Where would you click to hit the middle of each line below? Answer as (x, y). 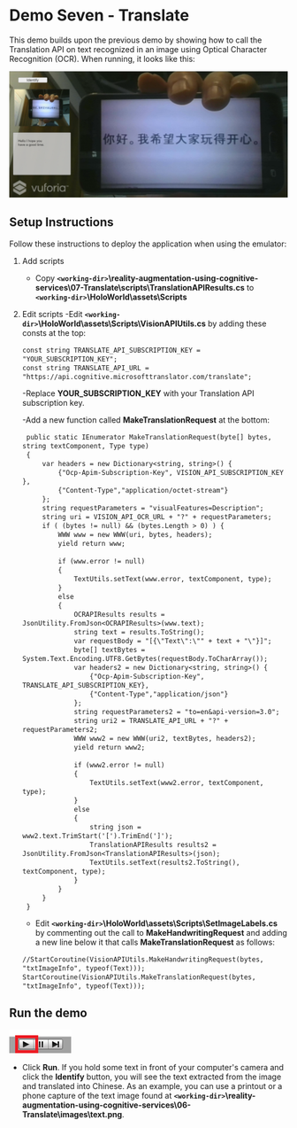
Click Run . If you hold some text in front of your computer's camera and (153, 1068)
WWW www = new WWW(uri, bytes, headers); (135, 534)
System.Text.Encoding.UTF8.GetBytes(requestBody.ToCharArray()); (145, 658)
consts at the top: (54, 332)
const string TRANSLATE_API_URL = (85, 368)
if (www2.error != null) (119, 765)
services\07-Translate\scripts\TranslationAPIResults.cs (140, 287)
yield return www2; (110, 747)
